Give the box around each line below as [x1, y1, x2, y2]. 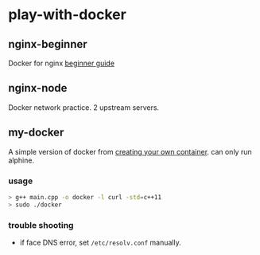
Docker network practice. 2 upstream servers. [8, 102, 160, 112]
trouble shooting [8, 219, 74, 230]
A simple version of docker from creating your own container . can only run [8, 147, 252, 156]
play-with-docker [8, 6, 127, 24]
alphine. [8, 155, 34, 165]
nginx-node [8, 81, 68, 95]
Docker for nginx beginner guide [8, 58, 115, 68]
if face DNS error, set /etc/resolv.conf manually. [19, 237, 181, 247]
